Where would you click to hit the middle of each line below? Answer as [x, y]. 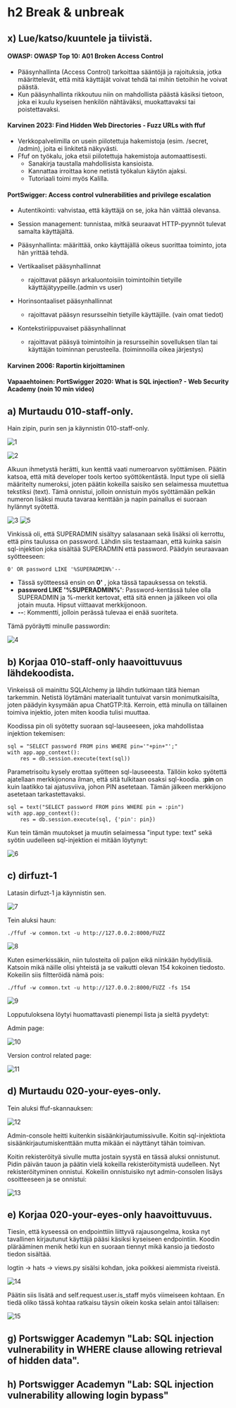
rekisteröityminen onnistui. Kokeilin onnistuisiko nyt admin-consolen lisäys [115, 1171]
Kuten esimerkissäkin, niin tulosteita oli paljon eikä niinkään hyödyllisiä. [110, 960]
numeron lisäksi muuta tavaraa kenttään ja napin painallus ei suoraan [107, 499]
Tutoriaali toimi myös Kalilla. [68, 178]
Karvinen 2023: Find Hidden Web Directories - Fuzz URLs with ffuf [106, 125]
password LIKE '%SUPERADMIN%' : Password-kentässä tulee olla [114, 590]
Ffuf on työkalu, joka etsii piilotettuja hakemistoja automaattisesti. [112, 156]
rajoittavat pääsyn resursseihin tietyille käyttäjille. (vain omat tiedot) [126, 315]
